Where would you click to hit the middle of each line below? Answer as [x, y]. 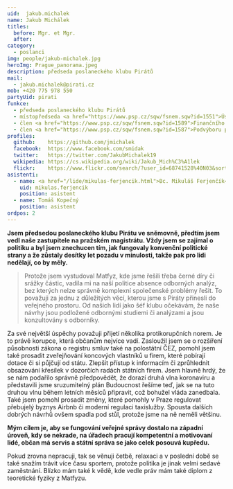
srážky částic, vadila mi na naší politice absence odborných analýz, [120, 283]
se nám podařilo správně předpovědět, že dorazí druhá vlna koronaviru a [111, 377]
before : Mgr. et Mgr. [45, 33]
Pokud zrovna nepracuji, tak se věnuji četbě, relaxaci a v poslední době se [113, 456]
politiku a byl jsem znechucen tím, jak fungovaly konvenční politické [107, 247]
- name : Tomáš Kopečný [46, 201]
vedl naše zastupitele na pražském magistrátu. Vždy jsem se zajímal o [110, 240]
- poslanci [29, 53]
